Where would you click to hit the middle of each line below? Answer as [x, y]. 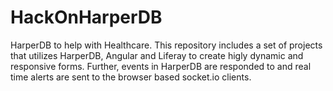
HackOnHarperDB [86, 17]
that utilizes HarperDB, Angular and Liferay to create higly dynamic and [157, 55]
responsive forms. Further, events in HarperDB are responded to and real [161, 66]
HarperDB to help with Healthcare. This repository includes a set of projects [166, 45]
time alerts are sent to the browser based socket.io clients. [131, 77]
